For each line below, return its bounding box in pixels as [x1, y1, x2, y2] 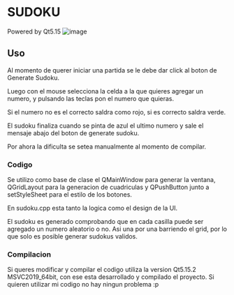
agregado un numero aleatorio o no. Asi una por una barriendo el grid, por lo [7, 225, 228, 234]
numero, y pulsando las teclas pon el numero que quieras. [7, 94, 175, 103]
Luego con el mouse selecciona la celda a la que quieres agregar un [7, 86, 204, 95]
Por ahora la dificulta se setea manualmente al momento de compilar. [7, 142, 207, 151]
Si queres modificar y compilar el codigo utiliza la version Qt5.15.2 [7, 266, 197, 274]
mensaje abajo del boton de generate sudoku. [7, 128, 140, 137]
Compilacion [7, 249, 52, 259]
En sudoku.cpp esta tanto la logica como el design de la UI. [7, 204, 178, 213]
